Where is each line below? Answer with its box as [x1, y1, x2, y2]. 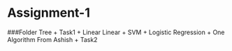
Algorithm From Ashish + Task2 [7, 35, 98, 43]
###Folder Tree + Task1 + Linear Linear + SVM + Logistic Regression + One [7, 28, 225, 36]
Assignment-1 [7, 5, 91, 21]
